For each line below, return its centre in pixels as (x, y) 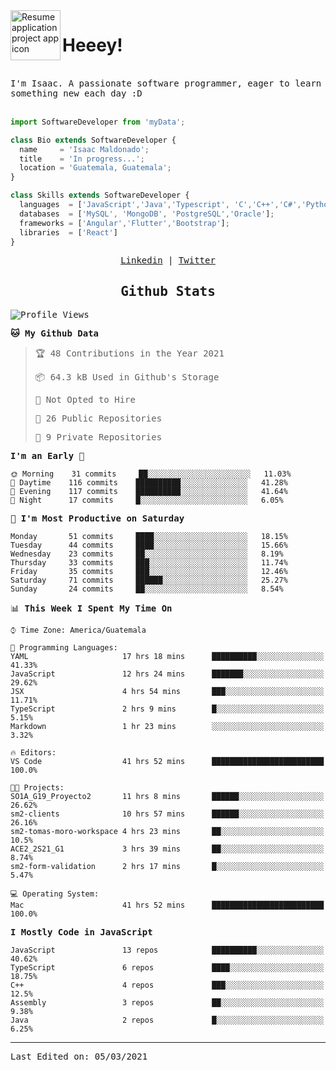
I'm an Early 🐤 (47, 456)
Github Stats (168, 291)
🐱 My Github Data (55, 333)
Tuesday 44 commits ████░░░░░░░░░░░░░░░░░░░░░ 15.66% (149, 545)
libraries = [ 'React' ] (68, 232)
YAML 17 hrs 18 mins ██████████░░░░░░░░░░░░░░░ (167, 657)
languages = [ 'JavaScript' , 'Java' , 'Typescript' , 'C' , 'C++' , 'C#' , (160, 205)
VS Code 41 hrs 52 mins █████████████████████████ (167, 762)
